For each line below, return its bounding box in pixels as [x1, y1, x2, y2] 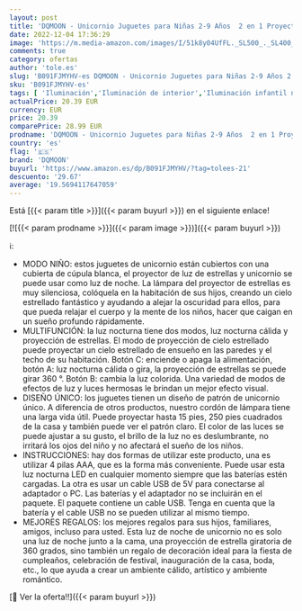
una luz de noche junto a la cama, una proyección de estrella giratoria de [22, 536, 292, 547]
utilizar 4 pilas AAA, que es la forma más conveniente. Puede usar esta [22, 460, 286, 471]
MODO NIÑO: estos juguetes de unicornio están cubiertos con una [22, 258, 270, 270]
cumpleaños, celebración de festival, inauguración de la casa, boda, [22, 555, 276, 566]
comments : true [9, 47, 67, 56]
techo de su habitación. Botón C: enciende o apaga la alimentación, [22, 355, 272, 365]
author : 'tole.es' [9, 64, 78, 73]
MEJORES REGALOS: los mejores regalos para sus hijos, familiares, [22, 517, 272, 527]
